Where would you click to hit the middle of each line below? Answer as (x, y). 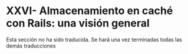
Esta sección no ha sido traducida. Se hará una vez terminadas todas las (94, 39)
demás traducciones (31, 46)
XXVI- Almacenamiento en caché (90, 11)
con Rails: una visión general (78, 23)
